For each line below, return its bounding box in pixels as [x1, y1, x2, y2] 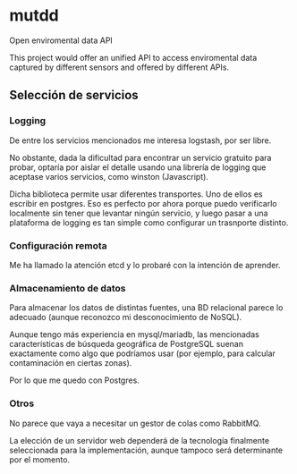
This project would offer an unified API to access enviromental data [9, 52, 258, 63]
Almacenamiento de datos [9, 282, 126, 294]
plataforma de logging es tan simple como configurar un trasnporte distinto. [9, 216, 289, 228]
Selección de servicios [9, 88, 139, 103]
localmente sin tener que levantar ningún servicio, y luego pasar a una [9, 207, 268, 218]
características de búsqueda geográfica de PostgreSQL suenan [9, 339, 244, 350]
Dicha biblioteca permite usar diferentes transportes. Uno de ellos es [9, 189, 263, 199]
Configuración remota [9, 239, 107, 251]
